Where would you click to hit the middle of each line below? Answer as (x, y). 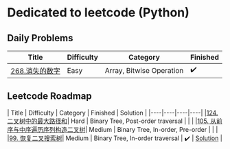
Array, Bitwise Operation (144, 70)
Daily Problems (40, 38)
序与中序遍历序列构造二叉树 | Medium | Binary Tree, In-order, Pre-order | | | (113, 129)
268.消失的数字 (35, 71)
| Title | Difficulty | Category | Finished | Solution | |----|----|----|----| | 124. (113, 113)
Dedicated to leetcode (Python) (99, 13)
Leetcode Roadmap (49, 96)
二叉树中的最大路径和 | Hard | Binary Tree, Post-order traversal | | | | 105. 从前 (115, 121)
